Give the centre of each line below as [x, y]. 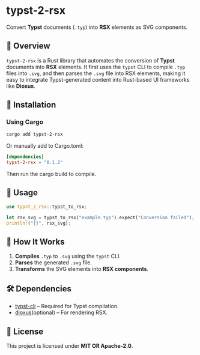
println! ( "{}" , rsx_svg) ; [38, 223]
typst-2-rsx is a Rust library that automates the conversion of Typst [91, 60]
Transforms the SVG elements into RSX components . [82, 269]
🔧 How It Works [35, 242]
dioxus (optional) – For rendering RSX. [61, 312]
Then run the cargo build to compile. [51, 174]
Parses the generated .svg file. [53, 262]
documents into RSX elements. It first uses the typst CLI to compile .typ [96, 67]
